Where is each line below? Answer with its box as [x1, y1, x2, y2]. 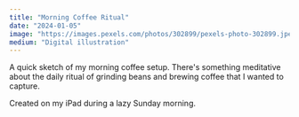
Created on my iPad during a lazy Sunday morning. [9, 98, 197, 109]
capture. [9, 81, 40, 91]
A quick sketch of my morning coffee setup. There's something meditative [9, 62, 281, 73]
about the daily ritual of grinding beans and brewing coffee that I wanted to [9, 72, 285, 82]
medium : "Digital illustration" [9, 37, 129, 47]
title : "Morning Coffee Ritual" [9, 12, 129, 22]
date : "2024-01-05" [9, 21, 82, 30]
